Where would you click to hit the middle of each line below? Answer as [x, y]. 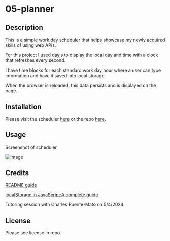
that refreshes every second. [36, 60]
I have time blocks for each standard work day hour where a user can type [83, 70]
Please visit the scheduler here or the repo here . [56, 119]
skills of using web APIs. [31, 45]
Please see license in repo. [33, 233]
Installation [23, 107]
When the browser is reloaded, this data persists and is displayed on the [81, 85]
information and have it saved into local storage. [56, 76]
